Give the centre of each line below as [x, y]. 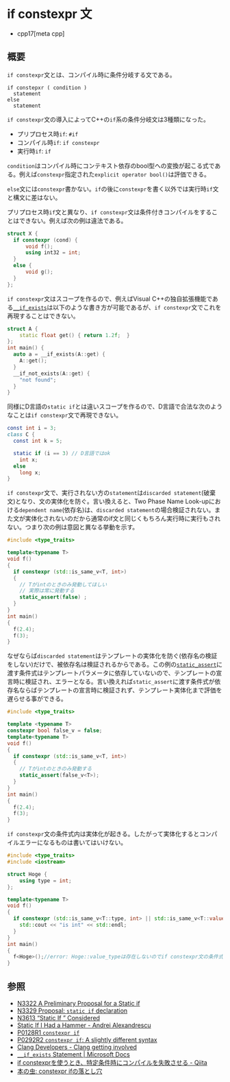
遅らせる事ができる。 [37, 699]
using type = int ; [46, 880]
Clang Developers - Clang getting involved [77, 1047]
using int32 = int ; [53, 253]
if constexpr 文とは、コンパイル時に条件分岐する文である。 [91, 74]
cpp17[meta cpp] [41, 33]
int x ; [29, 460]
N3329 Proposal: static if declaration [72, 1011]
